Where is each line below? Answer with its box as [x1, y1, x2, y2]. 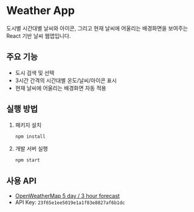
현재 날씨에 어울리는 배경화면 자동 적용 [15, 84, 106, 91]
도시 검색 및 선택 [15, 69, 55, 76]
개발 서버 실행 [15, 145, 48, 152]
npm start [15, 157, 41, 163]
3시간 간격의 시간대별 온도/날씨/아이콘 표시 [15, 77, 117, 84]
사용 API [6, 175, 36, 186]
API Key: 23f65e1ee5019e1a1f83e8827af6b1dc [15, 199, 125, 206]
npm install [15, 133, 46, 140]
